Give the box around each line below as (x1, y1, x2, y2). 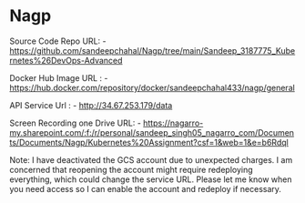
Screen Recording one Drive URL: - (9, 117, 141, 128)
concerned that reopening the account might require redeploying (9, 164, 253, 175)
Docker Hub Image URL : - (9, 72, 108, 83)
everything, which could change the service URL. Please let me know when (9, 174, 293, 185)
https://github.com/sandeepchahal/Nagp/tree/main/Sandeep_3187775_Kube (9, 45, 296, 56)
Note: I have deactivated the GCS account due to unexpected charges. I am (9, 154, 293, 165)
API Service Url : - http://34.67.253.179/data (9, 99, 173, 110)
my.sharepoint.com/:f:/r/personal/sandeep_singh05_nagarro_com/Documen (9, 127, 294, 137)
